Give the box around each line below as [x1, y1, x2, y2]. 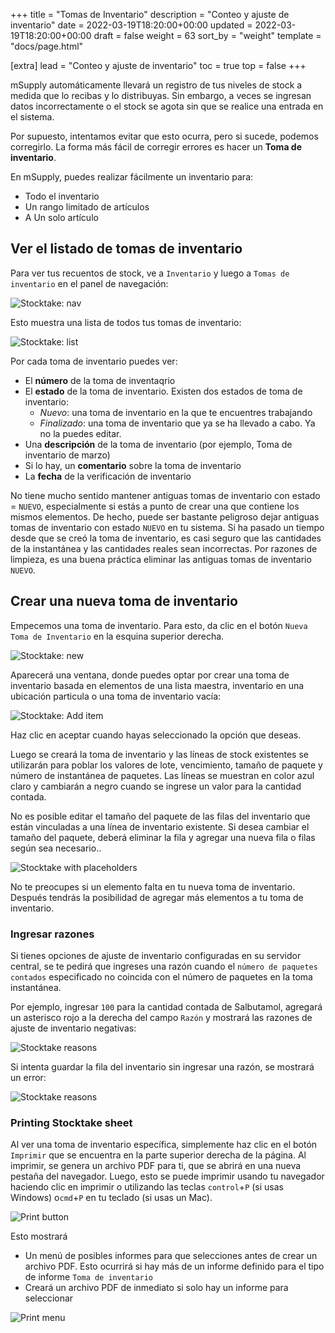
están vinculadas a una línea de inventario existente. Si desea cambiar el [10, 820, 310, 833]
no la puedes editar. [39, 427, 122, 439]
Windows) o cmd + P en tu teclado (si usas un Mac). [10, 1192, 213, 1204]
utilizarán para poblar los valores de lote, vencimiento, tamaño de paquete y [10, 759, 323, 771]
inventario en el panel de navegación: [10, 277, 169, 289]
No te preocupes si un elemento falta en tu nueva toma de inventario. [10, 880, 296, 893]
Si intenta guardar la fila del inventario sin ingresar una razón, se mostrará [10, 1060, 315, 1073]
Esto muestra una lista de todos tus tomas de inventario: [10, 316, 242, 328]
